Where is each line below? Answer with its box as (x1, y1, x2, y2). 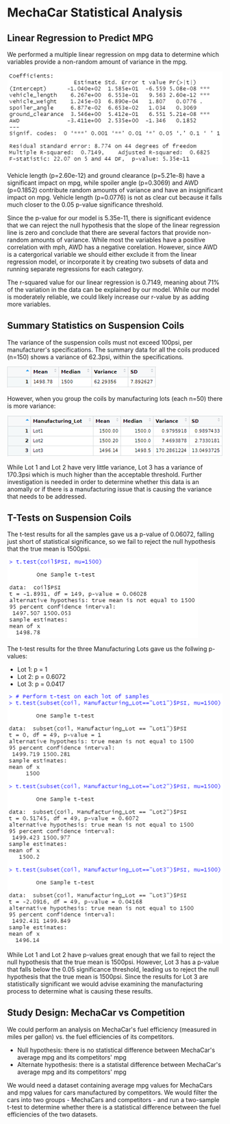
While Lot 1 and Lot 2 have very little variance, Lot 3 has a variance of (7, 463, 203, 471)
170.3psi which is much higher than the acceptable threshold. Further (7, 470, 203, 479)
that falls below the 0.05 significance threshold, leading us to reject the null (7, 965, 219, 974)
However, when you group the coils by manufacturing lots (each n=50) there (7, 394, 223, 402)
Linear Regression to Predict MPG (7, 32, 154, 44)
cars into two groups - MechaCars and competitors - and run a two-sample (7, 1095, 220, 1103)
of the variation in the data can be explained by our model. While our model (7, 285, 220, 293)
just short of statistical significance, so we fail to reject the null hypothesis (7, 538, 216, 546)
